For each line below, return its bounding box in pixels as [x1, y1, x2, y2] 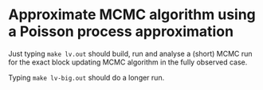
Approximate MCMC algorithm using [8, 6, 257, 24]
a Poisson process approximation [8, 22, 234, 41]
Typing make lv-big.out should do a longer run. [8, 72, 165, 82]
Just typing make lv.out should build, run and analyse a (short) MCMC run [8, 49, 253, 58]
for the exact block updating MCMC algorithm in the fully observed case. [8, 57, 248, 67]
